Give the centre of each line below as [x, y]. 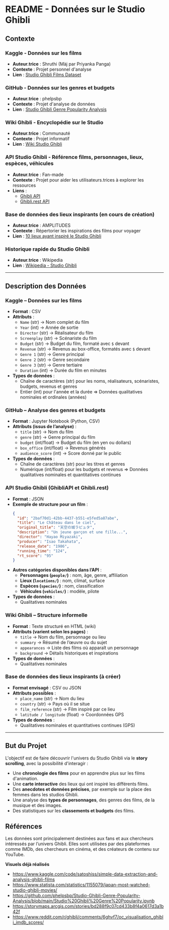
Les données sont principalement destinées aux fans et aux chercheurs [79, 839]
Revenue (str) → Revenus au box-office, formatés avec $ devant [85, 349]
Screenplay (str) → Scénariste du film [58, 338]
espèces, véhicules [29, 163]
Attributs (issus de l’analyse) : [45, 427]
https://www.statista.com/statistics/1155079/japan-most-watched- [81, 885]
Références [24, 826]
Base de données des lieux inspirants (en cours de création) [80, 214]
